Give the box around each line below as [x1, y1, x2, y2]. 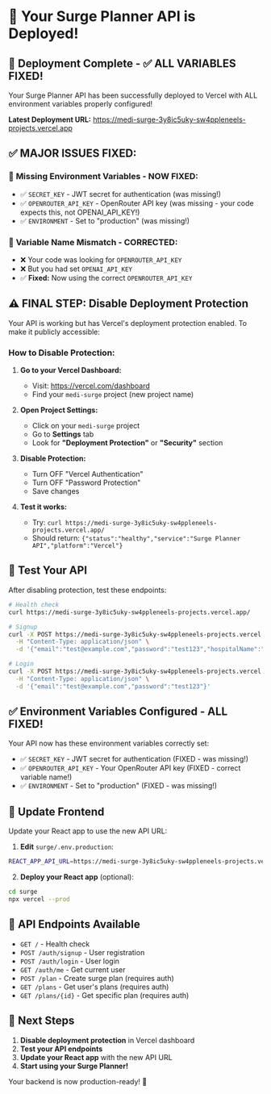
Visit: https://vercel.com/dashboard [31, 381, 151, 390]
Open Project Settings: [19, 405, 98, 415]
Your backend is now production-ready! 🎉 [8, 1076, 148, 1086]
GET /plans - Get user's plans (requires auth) [19, 982, 169, 992]
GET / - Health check [19, 939, 90, 949]
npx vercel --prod [8, 896, 70, 904]
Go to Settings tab [31, 429, 94, 439]
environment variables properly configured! [8, 99, 153, 108]
